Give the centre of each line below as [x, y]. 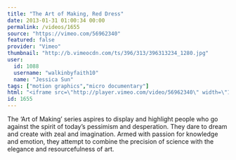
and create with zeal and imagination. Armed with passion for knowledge [113, 134]
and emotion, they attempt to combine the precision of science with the [111, 141]
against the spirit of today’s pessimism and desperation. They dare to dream [117, 127]
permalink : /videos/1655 [44, 27]
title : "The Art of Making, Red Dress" [66, 14]
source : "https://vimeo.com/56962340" [64, 33]
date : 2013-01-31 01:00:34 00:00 [56, 20]
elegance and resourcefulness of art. [61, 149]
